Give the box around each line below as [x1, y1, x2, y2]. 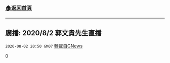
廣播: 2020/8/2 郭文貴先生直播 [5, 29, 102, 37]
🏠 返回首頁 [5, 4, 32, 11]
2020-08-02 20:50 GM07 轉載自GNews [5, 43, 83, 49]
